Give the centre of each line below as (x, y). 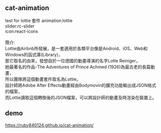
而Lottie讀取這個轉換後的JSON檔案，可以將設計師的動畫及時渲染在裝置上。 (81, 97)
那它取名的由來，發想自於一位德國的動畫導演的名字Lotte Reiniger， (73, 60)
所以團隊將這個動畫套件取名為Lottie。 (43, 79)
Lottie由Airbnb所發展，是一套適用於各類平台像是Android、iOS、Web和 (76, 48)
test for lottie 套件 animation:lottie (39, 20)
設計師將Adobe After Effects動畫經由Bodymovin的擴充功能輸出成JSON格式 (81, 85)
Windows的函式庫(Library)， (34, 54)
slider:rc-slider (20, 26)
